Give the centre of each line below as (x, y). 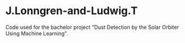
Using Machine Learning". (37, 33)
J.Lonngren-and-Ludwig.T (72, 11)
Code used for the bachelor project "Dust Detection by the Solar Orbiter (92, 27)
